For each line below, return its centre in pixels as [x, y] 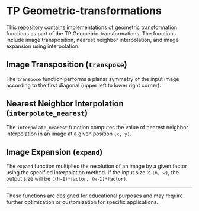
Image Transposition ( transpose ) [67, 65]
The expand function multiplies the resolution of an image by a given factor [97, 166]
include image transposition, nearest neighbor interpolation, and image [92, 40]
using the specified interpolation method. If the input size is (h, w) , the [93, 173]
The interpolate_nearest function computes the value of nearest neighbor [97, 127]
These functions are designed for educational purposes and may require [95, 196]
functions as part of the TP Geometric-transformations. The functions [91, 33]
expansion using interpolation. [43, 46]
